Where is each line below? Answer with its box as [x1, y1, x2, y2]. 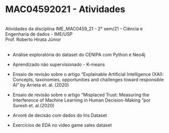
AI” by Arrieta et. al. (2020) [12, 82, 69, 88]
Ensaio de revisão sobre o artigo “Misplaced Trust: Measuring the [12, 92, 149, 98]
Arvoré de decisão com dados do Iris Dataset [12, 112, 107, 118]
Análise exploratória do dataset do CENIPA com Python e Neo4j [12, 52, 146, 58]
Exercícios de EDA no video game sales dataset [12, 122, 112, 128]
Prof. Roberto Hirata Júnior [5, 36, 61, 42]
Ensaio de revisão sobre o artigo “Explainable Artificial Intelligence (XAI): [12, 71, 164, 77]
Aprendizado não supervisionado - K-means [12, 61, 105, 67]
